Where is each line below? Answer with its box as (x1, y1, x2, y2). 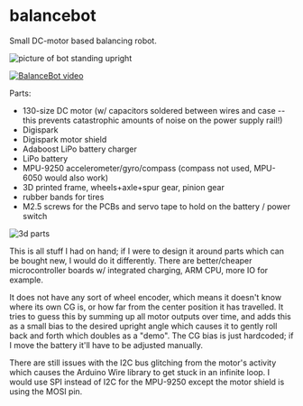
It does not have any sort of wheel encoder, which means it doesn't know (9, 291, 282, 302)
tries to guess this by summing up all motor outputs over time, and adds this (9, 310, 291, 321)
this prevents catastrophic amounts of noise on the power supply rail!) (22, 115, 283, 125)
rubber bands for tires (22, 191, 105, 202)
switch (22, 210, 48, 221)
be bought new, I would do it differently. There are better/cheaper (9, 254, 252, 266)
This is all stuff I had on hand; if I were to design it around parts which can (9, 245, 284, 256)
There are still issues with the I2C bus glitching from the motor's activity (9, 357, 277, 368)
